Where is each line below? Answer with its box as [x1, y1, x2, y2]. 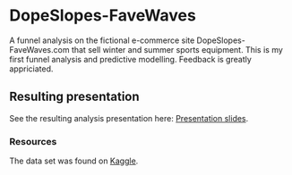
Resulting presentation [9, 89, 141, 104]
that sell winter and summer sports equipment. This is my [71, 44, 284, 54]
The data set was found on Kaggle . [9, 155, 139, 166]
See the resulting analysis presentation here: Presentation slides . [9, 112, 249, 123]
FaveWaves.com [9, 44, 70, 54]
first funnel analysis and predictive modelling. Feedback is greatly [9, 54, 253, 64]
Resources [9, 135, 57, 147]
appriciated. [9, 63, 54, 74]
